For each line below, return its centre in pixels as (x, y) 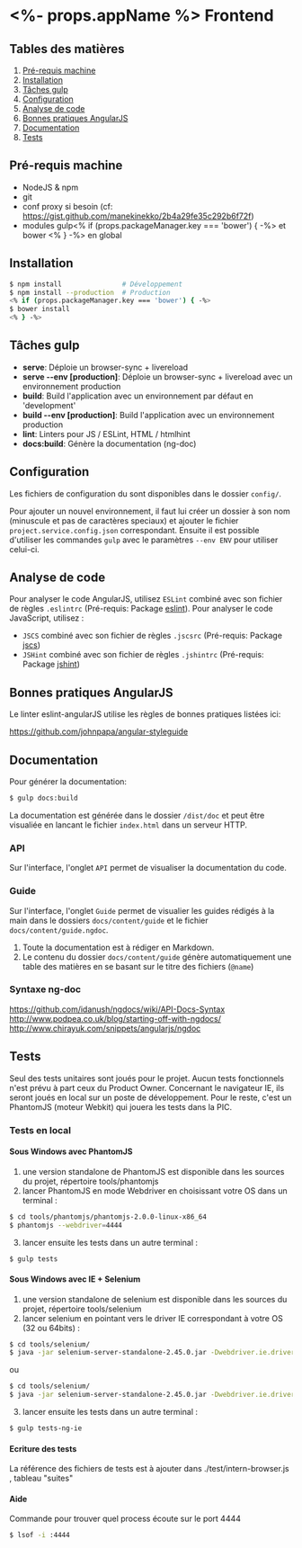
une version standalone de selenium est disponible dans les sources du (155, 1299)
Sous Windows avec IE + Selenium (75, 1279)
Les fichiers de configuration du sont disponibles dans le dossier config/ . (145, 493)
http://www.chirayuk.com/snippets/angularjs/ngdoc (105, 1028)
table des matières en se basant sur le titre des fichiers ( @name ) (138, 966)
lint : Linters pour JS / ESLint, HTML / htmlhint (106, 434)
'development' (49, 405)
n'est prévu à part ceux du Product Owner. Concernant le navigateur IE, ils (147, 1087)
